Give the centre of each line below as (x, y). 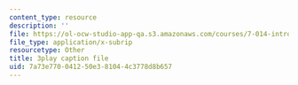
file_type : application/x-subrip (71, 42)
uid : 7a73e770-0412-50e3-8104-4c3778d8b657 (91, 67)
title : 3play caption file (59, 58)
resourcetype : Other (47, 50)
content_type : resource (53, 17)
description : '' (39, 26)
